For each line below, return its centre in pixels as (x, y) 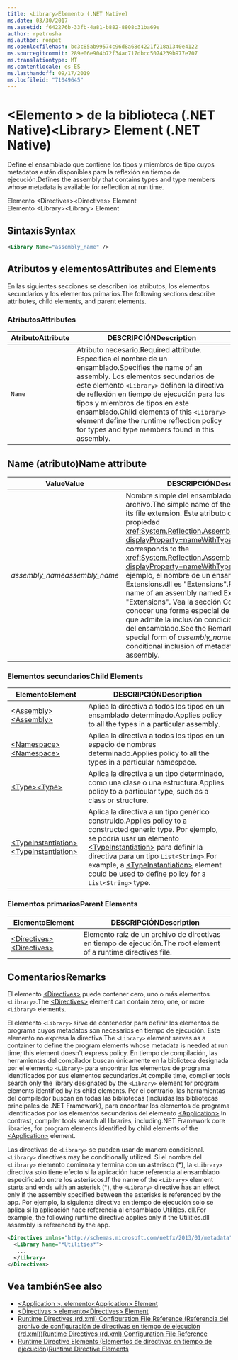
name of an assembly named (174, 592)
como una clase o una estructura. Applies (156, 782)
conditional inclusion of (164, 646)
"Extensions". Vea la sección (174, 602)
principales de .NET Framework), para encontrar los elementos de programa (119, 1106)
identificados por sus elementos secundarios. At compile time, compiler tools (119, 1076)
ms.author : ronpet (34, 40)
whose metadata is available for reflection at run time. (86, 187)
